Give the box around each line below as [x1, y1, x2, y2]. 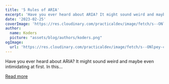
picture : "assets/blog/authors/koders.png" [10, 35, 102, 40]
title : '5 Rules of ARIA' [5, 7, 59, 12]
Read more [5, 73, 28, 79]
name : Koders [10, 30, 37, 35]
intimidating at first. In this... [5, 63, 63, 69]
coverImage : [5, 21, 30, 26]
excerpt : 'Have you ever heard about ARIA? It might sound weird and [5, 12, 154, 17]
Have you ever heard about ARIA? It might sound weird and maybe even [5, 58, 154, 64]
